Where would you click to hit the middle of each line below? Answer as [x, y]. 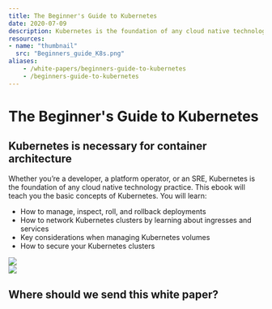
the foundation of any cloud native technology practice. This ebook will [127, 187]
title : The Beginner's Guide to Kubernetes [83, 16]
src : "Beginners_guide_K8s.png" [70, 54]
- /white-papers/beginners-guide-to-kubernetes [104, 69]
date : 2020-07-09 [38, 24]
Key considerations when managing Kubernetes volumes [115, 237]
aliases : [23, 62]
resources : [27, 39]
